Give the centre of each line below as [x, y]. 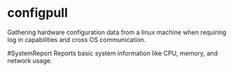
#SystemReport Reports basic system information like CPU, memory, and [113, 53]
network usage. [30, 60]
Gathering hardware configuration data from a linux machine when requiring [117, 32]
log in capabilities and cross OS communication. [77, 39]
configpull [37, 13]
